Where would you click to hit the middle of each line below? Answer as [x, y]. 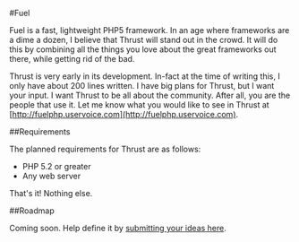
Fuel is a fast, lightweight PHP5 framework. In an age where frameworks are [149, 30]
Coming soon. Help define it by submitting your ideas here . [118, 228]
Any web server [51, 176]
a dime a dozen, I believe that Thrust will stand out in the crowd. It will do [144, 40]
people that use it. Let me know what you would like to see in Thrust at [140, 105]
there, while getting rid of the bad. [72, 59]
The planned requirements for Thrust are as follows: [105, 149]
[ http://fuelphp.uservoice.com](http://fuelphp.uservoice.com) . [124, 114]
